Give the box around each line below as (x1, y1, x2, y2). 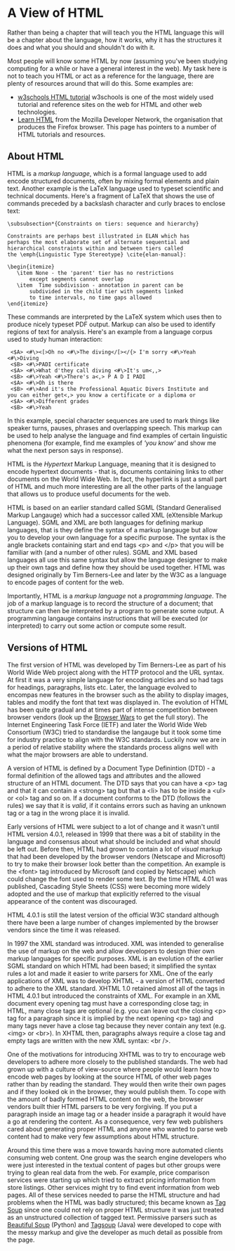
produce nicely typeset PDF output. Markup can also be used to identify (7, 320, 216, 328)
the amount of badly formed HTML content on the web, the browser (7, 1095, 203, 1103)
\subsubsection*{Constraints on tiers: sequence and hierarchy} (7, 220, 199, 227)
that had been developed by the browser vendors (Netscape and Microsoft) (7, 852, 226, 861)
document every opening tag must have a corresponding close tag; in (7, 999, 209, 1007)
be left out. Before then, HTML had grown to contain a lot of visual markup (7, 845, 222, 853)
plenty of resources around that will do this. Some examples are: (7, 79, 194, 87)
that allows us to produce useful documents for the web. (7, 489, 170, 498)
